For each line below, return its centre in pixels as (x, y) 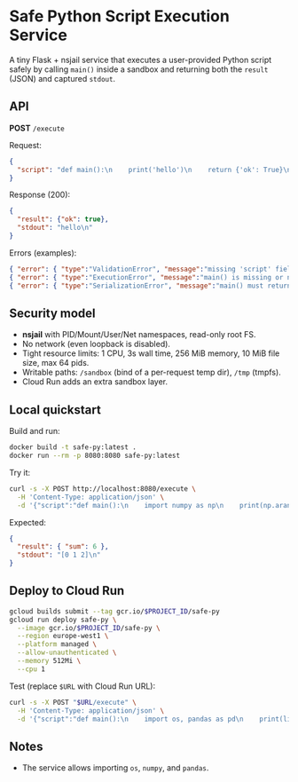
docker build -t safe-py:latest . (73, 447)
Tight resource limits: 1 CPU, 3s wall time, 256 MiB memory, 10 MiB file (151, 353)
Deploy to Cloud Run (67, 591)
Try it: (20, 472)
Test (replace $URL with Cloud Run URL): (82, 686)
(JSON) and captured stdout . (63, 78)
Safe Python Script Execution (120, 16)
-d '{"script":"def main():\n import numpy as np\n (121, 505)
